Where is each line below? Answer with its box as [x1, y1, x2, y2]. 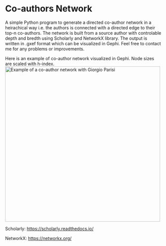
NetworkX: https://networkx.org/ [5, 235, 72, 241]
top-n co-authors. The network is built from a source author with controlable [5, 30, 162, 36]
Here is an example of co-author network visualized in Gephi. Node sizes [5, 55, 155, 61]
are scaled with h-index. [5, 61, 55, 67]
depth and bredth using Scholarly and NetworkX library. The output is [5, 35, 148, 41]
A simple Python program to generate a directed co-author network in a [5, 19, 152, 25]
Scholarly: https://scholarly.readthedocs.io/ [5, 226, 94, 232]
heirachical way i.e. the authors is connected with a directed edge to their [5, 24, 155, 30]
